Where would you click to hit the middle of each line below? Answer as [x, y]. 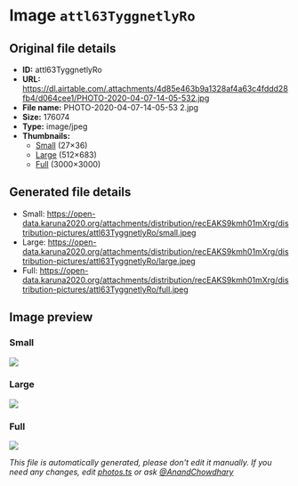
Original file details [63, 49]
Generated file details [70, 192]
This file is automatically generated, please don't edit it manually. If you [141, 463]
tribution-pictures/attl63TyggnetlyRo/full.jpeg [105, 289]
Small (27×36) [61, 145]
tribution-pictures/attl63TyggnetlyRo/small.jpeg [109, 232]
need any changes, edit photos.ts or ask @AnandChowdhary [121, 472]
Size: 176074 [46, 117]
